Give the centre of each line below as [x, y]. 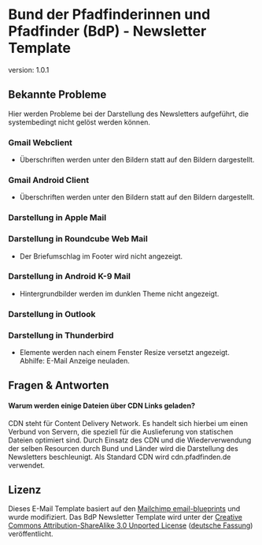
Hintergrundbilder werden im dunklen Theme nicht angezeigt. [119, 293]
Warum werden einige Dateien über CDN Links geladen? [101, 406]
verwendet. [27, 465]
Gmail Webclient [41, 142]
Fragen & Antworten [59, 385]
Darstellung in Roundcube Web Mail [78, 239]
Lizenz [25, 490]
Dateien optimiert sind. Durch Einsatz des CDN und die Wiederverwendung [130, 440]
